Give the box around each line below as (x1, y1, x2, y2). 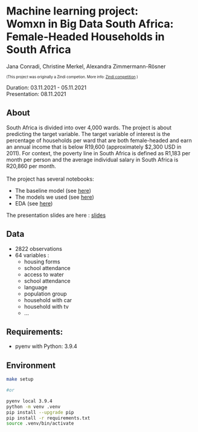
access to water (24, 271, 65, 278)
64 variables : (14, 251, 49, 259)
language (24, 283, 48, 291)
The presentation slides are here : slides (6, 211, 106, 219)
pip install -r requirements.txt (6, 415, 91, 421)
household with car (24, 296, 72, 303)
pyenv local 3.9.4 (6, 398, 53, 404)
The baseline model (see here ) (14, 187, 92, 194)
